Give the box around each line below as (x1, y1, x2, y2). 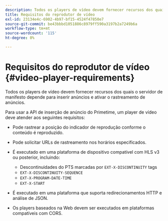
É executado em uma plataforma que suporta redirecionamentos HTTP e (12, 189, 162, 196)
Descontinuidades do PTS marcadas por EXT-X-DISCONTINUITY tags (19, 164, 157, 170)
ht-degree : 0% (5, 36, 35, 41)
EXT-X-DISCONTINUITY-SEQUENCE (19, 170, 83, 175)
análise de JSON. (12, 195, 48, 201)
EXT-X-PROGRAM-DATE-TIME (19, 175, 72, 181)
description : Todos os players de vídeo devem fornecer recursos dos (5, 7, 153, 13)
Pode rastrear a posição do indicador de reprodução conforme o (12, 124, 146, 130)
